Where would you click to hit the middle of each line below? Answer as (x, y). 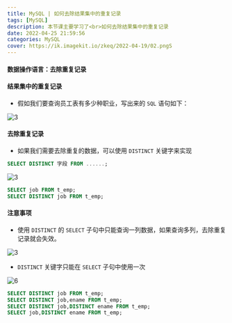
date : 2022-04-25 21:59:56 (46, 33)
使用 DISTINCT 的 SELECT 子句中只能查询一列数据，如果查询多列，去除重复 (122, 230)
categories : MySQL (34, 40)
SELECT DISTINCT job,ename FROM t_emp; (65, 300)
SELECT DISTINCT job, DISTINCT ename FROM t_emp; (79, 306)
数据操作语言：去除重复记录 (47, 69)
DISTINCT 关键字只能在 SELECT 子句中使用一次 (81, 267)
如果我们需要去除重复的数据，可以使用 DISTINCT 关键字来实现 (105, 151)
